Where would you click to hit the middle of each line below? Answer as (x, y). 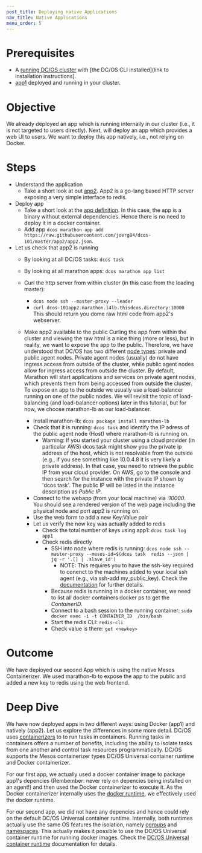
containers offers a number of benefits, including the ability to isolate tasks (99, 743)
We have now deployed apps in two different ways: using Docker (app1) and (100, 724)
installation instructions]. (46, 76)
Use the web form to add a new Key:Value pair (90, 518)
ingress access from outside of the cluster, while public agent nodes (109, 364)
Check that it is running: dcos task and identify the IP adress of (111, 427)
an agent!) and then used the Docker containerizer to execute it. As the (94, 787)
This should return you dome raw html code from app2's (103, 314)
